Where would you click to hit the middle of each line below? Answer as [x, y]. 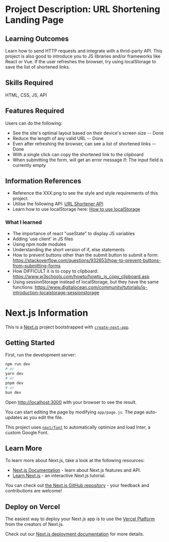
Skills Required [29, 83]
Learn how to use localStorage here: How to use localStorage [76, 209]
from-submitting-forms [37, 265]
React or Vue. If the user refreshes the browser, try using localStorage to [81, 61]
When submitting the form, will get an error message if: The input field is [88, 160]
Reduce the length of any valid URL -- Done [58, 138]
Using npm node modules [39, 244]
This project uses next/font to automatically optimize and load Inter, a [78, 427]
